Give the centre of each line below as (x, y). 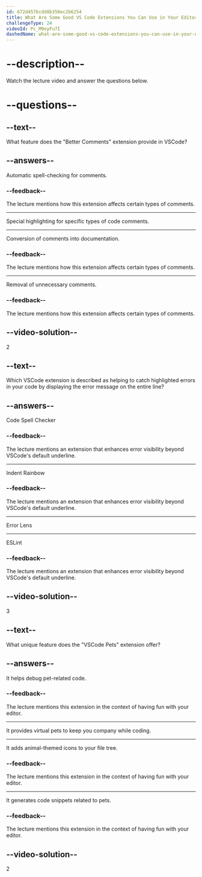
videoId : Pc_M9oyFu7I (33, 29)
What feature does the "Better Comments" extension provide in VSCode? (97, 142)
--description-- (46, 64)
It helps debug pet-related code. (46, 678)
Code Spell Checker (31, 420)
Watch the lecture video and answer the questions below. (77, 81)
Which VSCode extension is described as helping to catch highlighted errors (101, 380)
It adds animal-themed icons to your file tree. (62, 747)
